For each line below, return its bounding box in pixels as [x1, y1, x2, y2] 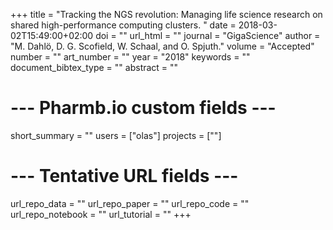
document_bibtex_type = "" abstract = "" [10, 62, 179, 73]
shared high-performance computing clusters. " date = [10, 19, 237, 31]
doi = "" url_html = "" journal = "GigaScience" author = [95, 30, 321, 41]
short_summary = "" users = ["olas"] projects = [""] [10, 129, 222, 141]
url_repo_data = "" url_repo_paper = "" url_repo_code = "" [10, 197, 250, 209]
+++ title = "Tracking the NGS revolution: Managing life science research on [10, 9, 323, 20]
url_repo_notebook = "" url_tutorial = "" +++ [10, 208, 192, 220]
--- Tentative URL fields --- [10, 165, 239, 188]
